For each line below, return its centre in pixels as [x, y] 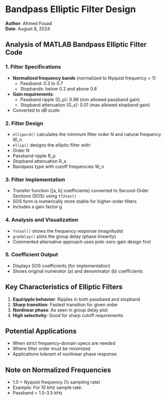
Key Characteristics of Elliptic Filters [64, 287]
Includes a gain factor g [37, 207]
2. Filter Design [24, 123]
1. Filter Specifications [33, 67]
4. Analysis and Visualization [42, 220]
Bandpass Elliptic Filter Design [71, 9]
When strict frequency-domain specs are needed [64, 343]
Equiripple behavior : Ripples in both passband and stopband [76, 299]
